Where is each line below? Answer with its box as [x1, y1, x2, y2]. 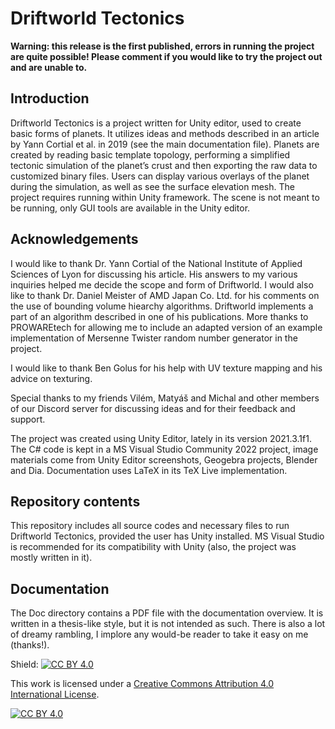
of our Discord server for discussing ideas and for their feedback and [10, 402, 296, 414]
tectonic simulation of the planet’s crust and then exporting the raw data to [10, 159, 318, 171]
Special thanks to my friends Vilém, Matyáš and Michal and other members [10, 392, 320, 404]
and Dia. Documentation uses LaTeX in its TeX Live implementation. [10, 464, 288, 476]
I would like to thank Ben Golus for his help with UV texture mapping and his [10, 362, 323, 374]
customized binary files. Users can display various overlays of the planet [10, 170, 310, 182]
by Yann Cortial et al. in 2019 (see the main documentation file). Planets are [10, 138, 320, 150]
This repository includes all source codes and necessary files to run [10, 520, 290, 532]
